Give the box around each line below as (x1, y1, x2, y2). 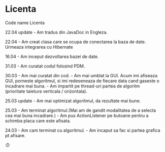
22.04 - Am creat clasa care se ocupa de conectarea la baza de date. (5, 38, 146, 45)
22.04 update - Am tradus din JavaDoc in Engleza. (5, 29, 108, 35)
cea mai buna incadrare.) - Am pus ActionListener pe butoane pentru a (5, 112, 149, 119)
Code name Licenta (5, 20, 45, 26)
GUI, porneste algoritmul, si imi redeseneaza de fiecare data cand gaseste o (5, 78, 160, 84)
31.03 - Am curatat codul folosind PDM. (5, 63, 85, 69)
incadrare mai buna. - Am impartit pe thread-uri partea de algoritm (5, 83, 140, 89)
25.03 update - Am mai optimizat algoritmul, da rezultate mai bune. (5, 97, 141, 104)
